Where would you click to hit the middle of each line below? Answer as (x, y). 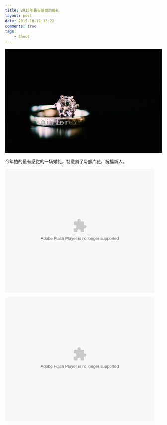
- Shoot (22, 37)
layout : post (19, 16)
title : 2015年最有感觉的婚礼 (32, 10)
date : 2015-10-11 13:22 (30, 21)
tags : (11, 31)
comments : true (21, 26)
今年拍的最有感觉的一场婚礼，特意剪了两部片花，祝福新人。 (66, 161)
